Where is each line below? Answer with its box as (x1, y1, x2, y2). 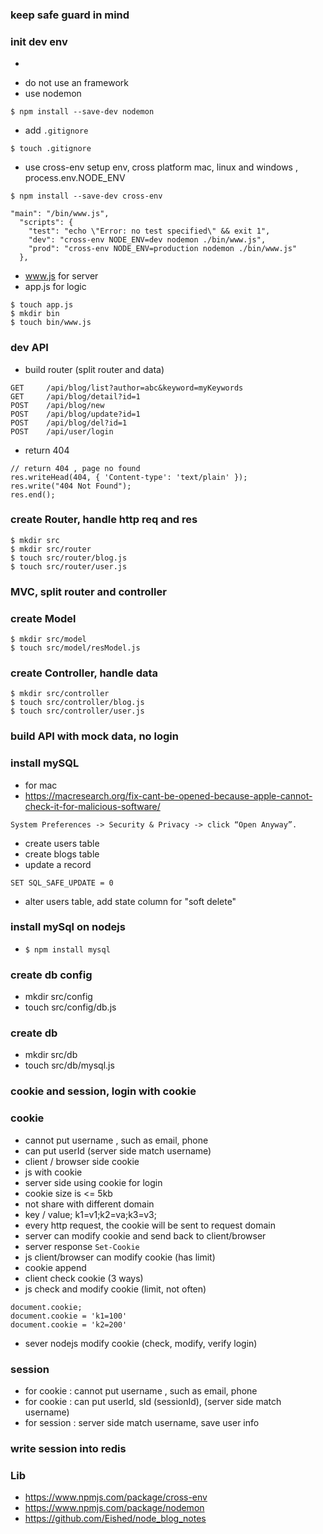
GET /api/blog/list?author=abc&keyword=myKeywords (10, 383, 244, 393)
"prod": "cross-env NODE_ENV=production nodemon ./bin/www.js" (28, 244, 298, 254)
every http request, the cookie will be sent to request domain (24, 1219, 276, 1231)
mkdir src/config (24, 991, 93, 1003)
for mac (24, 779, 58, 791)
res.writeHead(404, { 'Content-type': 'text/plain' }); (10, 472, 248, 482)
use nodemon (24, 88, 82, 100)
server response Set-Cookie (24, 1240, 140, 1252)
